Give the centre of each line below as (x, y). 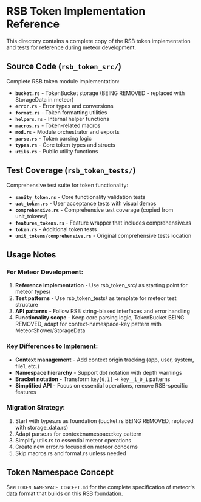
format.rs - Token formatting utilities (61, 112)
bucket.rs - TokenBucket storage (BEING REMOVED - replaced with (100, 93)
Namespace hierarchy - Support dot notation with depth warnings (98, 372)
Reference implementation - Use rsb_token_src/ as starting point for (101, 285)
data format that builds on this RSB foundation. (65, 493)
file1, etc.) (27, 366)
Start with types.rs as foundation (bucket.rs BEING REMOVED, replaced (104, 420)
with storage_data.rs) (42, 427)
